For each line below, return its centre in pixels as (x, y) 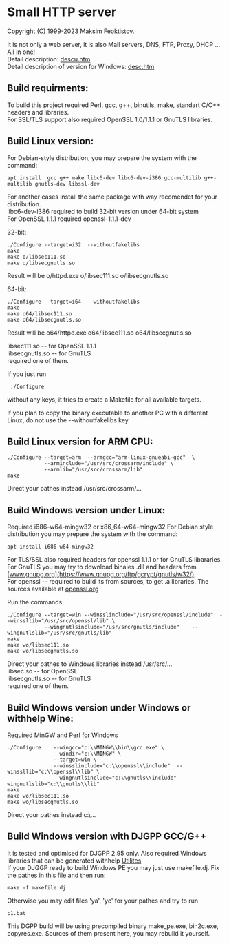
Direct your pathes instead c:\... (52, 815)
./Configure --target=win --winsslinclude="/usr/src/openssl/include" (110, 615)
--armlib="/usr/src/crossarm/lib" (93, 470)
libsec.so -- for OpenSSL (42, 671)
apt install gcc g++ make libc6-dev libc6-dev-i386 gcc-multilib (104, 178)
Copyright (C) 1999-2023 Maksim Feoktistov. (71, 31)
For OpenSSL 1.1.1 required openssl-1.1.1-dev (69, 219)
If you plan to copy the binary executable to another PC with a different (108, 413)
